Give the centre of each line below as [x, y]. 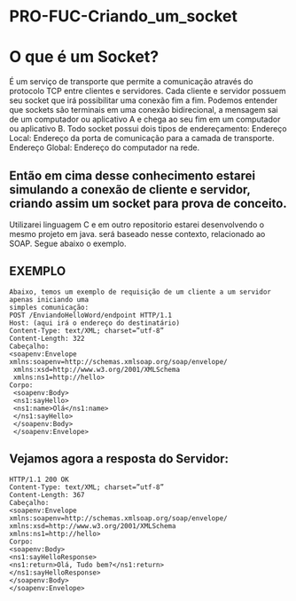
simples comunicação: [49, 307]
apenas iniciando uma [49, 299]
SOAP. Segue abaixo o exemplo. [68, 243]
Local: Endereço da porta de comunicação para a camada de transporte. [142, 138]
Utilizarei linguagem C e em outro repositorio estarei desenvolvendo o [136, 225]
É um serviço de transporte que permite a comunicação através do [132, 82]
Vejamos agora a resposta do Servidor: [119, 459]
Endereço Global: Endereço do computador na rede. [105, 147]
